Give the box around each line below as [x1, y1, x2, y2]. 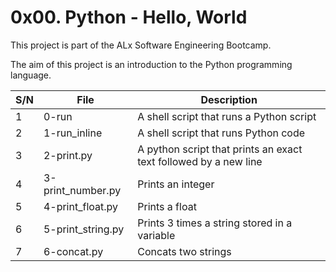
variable [137, 228, 176, 242]
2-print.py [43, 148, 93, 162]
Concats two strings [137, 244, 232, 258]
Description [200, 92, 258, 106]
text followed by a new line [137, 154, 263, 168]
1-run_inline [43, 126, 103, 140]
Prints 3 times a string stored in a [137, 216, 293, 230]
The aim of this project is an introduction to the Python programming [10, 58, 293, 70]
